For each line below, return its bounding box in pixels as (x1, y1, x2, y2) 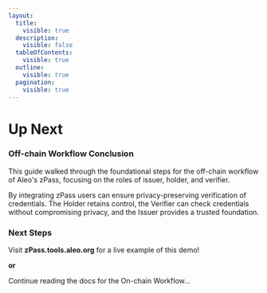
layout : (8, 11, 34, 20)
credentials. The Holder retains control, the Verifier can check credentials (8, 198, 249, 208)
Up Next (8, 120, 64, 138)
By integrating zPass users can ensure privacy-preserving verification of (8, 190, 247, 200)
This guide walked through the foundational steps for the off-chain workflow (8, 166, 259, 176)
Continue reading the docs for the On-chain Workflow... (8, 276, 191, 286)
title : (15, 19, 37, 27)
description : (15, 33, 59, 42)
